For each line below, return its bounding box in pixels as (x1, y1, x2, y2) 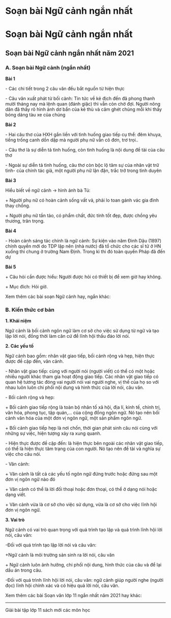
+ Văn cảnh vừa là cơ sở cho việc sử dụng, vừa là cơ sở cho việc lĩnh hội (5, 502, 157, 508)
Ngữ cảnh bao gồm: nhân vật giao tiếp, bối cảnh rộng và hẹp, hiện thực (5, 353, 155, 359)
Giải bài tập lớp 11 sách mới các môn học (5, 607, 91, 613)
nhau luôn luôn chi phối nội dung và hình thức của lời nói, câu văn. (5, 384, 144, 390)
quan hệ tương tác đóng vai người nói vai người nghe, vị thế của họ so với (5, 379, 159, 385)
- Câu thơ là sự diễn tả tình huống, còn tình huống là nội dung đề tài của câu (5, 147, 165, 153)
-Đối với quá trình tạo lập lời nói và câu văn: (5, 542, 97, 548)
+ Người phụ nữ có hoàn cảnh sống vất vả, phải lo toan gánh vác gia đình (5, 197, 159, 204)
